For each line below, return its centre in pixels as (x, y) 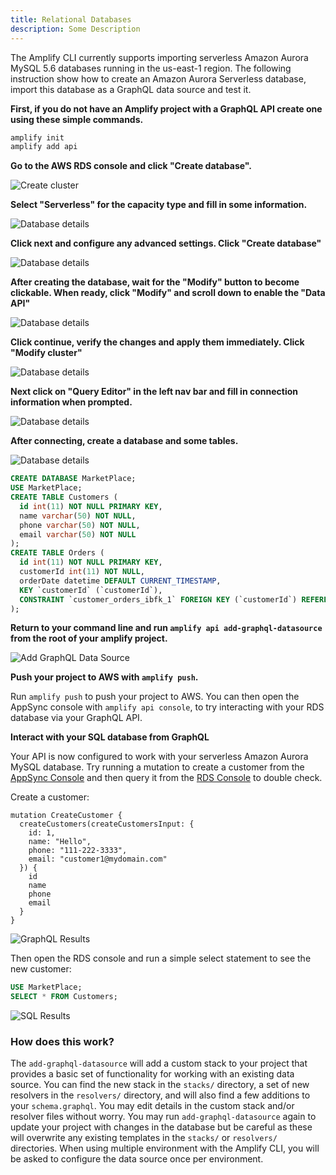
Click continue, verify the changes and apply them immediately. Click (157, 342)
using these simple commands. (77, 119)
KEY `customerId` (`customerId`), (91, 590)
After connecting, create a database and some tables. (124, 441)
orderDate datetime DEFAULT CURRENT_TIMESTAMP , (120, 581)
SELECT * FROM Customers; (64, 997)
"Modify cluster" (46, 353)
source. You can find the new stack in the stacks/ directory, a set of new (160, 1085)
